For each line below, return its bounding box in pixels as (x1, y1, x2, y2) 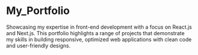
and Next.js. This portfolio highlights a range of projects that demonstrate (6, 29, 185, 36)
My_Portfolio (6, 4, 70, 18)
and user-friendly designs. (6, 42, 71, 49)
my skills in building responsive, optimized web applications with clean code (6, 36, 192, 43)
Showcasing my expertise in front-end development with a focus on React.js (6, 23, 192, 30)
